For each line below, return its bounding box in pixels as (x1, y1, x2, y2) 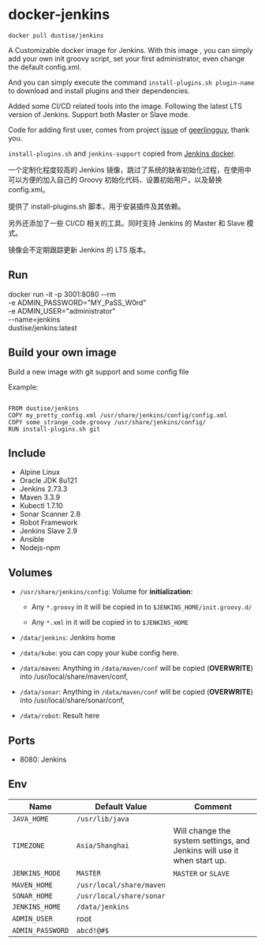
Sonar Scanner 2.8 (19, 510, 81, 519)
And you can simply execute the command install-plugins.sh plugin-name (8, 77, 255, 87)
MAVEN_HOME (12, 880, 53, 890)
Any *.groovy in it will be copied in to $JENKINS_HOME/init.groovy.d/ (31, 602, 252, 612)
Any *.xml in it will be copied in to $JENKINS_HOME (31, 618, 189, 627)
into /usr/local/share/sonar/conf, (19, 695, 125, 705)
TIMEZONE (12, 841, 45, 850)
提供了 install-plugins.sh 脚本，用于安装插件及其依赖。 (8, 201, 185, 211)
